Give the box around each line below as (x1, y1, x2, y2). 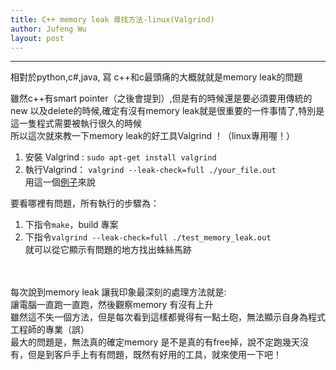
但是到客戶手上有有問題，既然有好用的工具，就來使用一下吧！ (27, 349, 282, 361)
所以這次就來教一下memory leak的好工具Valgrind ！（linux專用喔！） (10, 130, 295, 142)
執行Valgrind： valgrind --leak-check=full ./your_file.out (24, 164, 277, 176)
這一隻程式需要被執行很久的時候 (10, 117, 142, 130)
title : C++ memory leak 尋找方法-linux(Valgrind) (10, 14, 215, 25)
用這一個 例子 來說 (24, 176, 96, 188)
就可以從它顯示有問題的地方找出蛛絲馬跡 (24, 244, 192, 256)
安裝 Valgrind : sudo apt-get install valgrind (24, 151, 217, 163)
